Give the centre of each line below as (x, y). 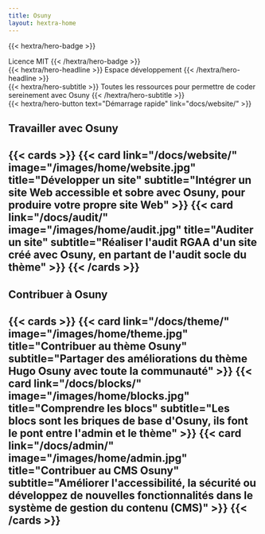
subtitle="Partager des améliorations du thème (128, 359)
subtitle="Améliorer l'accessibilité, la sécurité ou (132, 483)
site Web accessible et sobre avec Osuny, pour (127, 193)
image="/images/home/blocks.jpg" (99, 396)
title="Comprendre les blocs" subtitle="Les (119, 409)
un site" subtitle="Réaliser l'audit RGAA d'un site (132, 242)
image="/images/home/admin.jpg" (98, 458)
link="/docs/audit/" (58, 218)
